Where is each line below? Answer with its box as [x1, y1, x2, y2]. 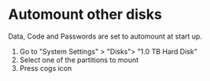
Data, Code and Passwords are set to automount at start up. [8, 31, 203, 41]
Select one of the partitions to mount [19, 55, 139, 64]
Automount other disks [8, 6, 163, 24]
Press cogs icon [19, 63, 72, 72]
